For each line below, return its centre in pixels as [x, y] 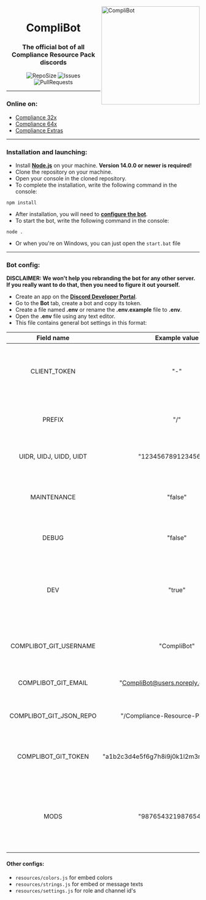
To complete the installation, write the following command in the [96, 185]
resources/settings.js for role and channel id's [75, 890]
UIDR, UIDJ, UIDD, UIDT [53, 457]
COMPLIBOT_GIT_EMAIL [53, 683]
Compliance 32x [36, 117]
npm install [21, 203]
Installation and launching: [47, 152]
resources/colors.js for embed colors [64, 877]
